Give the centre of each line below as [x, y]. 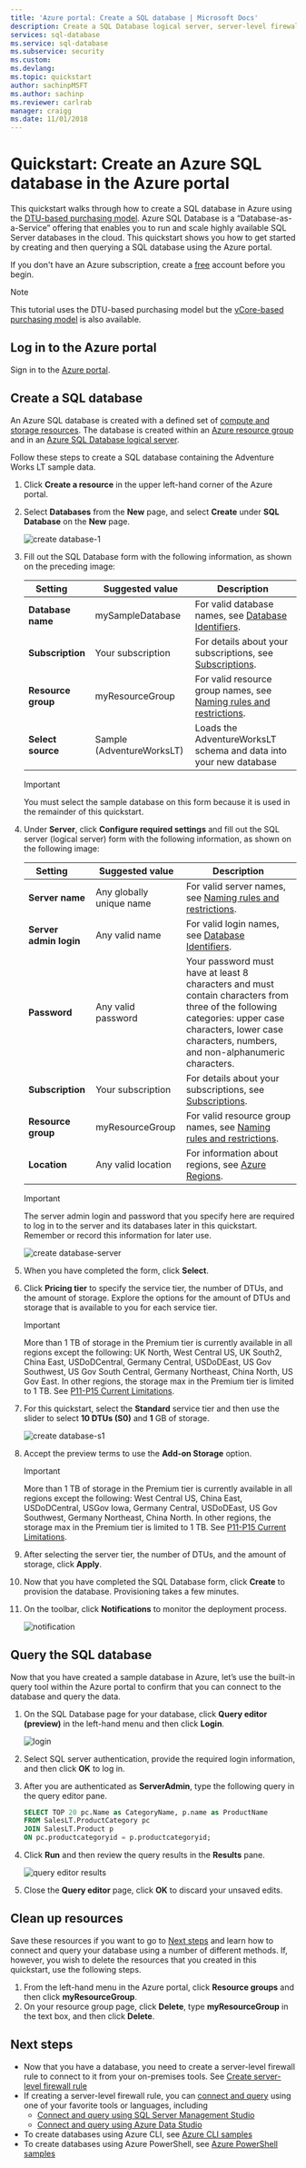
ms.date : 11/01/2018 [49, 119]
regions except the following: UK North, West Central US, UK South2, [153, 1352]
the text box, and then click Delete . [89, 2016]
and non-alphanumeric [235, 1052]
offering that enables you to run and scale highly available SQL [169, 228]
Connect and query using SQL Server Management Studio [146, 2114]
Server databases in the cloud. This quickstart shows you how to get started [153, 238]
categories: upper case [235, 1018]
